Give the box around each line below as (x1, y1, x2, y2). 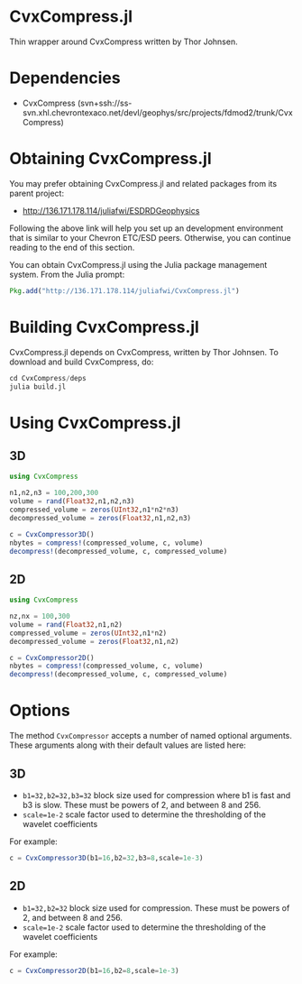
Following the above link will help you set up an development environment (9, 223, 284, 234)
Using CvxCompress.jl (9, 412, 181, 433)
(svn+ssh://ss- (77, 97, 133, 108)
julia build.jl (9, 382, 67, 391)
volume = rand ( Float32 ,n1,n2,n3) (9, 497, 135, 506)
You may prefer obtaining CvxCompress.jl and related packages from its (9, 178, 278, 189)
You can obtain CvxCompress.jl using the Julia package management (9, 259, 268, 270)
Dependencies (9, 68, 121, 88)
